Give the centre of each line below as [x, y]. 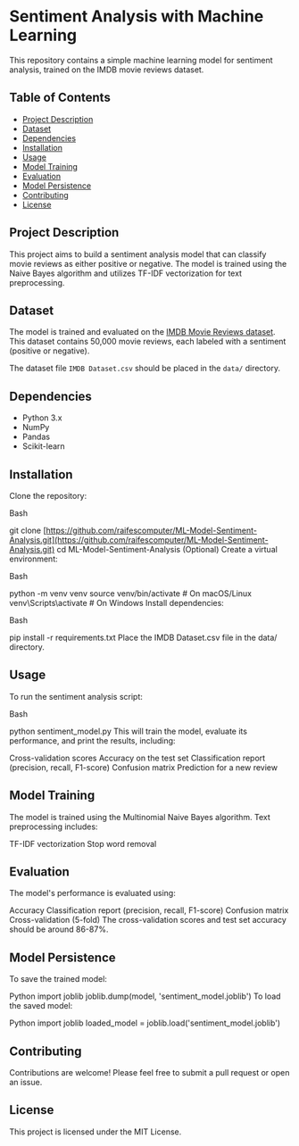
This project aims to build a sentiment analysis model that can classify [138, 254]
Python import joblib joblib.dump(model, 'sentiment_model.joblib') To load [145, 996]
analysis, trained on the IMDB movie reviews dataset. [107, 70]
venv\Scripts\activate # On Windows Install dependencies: [117, 603]
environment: [33, 559]
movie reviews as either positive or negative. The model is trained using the [148, 263]
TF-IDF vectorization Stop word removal [83, 843]
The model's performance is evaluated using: [92, 893]
